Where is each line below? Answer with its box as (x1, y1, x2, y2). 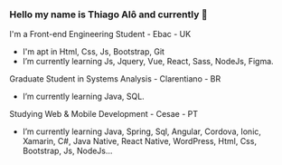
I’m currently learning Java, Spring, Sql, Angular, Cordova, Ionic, (22, 126, 262, 137)
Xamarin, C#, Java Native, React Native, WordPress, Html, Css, (22, 136, 258, 147)
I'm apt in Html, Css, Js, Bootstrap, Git (22, 46, 165, 57)
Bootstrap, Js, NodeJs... (22, 145, 113, 157)
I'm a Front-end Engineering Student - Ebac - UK (9, 29, 192, 40)
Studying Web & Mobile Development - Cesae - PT (9, 109, 199, 120)
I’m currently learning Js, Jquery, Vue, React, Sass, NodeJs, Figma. (22, 56, 274, 67)
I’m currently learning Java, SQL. (22, 91, 145, 102)
